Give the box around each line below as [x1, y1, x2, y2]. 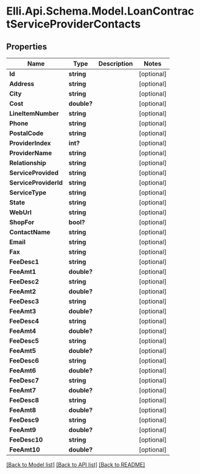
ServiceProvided [9, 169, 59, 177]
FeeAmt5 [9, 347, 36, 355]
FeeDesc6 [9, 357, 39, 364]
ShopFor [9, 218, 35, 226]
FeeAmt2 [9, 287, 36, 296]
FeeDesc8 [9, 396, 39, 404]
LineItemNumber [9, 110, 59, 117]
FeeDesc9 [9, 416, 39, 424]
